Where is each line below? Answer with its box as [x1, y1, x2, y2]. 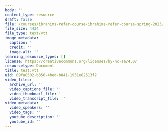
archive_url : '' [9, 82, 43, 87]
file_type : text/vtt [5, 31, 48, 36]
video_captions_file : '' [9, 86, 61, 92]
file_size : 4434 [5, 26, 39, 31]
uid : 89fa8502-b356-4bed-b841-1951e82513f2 [5, 73, 97, 78]
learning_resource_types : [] [5, 54, 66, 59]
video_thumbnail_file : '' [9, 91, 64, 96]
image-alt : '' [9, 49, 39, 54]
